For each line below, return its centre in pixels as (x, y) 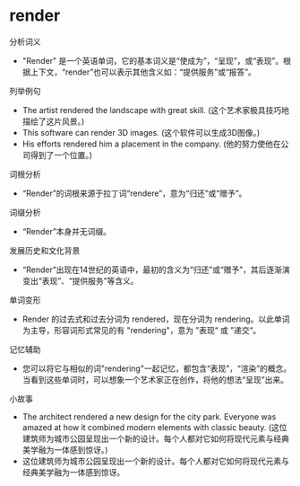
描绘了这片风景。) (53, 121)
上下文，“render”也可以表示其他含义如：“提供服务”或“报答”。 (143, 72)
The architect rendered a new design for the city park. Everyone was (149, 416)
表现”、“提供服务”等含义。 (90, 280)
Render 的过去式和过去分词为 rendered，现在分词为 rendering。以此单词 (156, 319)
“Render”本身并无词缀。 (67, 231)
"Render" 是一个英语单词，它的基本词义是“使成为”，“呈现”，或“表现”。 (153, 60)
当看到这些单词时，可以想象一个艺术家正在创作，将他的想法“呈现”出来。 (155, 379)
